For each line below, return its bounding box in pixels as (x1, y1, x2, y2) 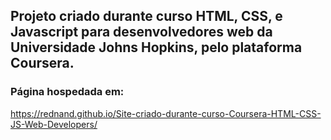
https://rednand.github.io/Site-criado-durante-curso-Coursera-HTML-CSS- (10, 107, 322, 119)
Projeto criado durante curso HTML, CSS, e (10, 8, 283, 25)
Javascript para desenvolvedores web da (10, 24, 273, 41)
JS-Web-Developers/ (10, 118, 98, 130)
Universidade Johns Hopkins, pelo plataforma (10, 39, 303, 56)
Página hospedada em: (10, 85, 125, 99)
